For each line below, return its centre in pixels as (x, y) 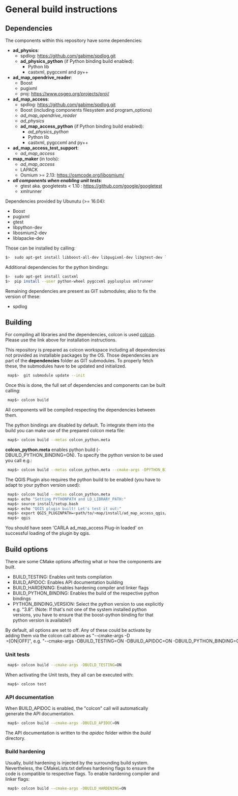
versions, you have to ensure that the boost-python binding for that (83, 615)
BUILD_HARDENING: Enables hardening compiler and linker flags (81, 588)
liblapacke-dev (28, 238)
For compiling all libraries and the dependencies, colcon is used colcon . (81, 335)
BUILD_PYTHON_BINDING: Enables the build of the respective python (86, 593)
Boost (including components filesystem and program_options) (86, 110)
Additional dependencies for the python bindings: (57, 267)
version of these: (23, 296)
